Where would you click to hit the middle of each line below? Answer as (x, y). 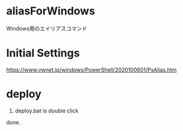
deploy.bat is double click (47, 111)
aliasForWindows (51, 11)
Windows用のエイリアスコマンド (47, 28)
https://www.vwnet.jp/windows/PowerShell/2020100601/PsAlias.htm (91, 70)
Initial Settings (43, 53)
